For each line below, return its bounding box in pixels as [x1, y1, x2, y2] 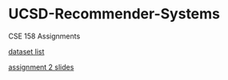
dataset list [8, 46, 45, 56]
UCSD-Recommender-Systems [8, 5, 221, 23]
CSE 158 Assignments [8, 31, 81, 41]
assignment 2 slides [8, 62, 74, 72]
